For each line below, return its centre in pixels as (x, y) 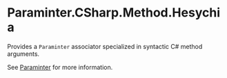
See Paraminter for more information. (60, 67)
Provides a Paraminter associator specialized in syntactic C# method (105, 46)
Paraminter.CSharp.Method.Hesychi (114, 13)
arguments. (23, 54)
